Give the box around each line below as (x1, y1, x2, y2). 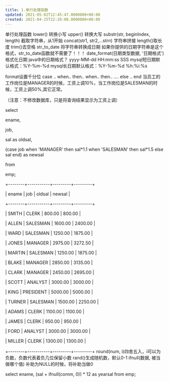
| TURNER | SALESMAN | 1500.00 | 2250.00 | (5, 299, 99, 305)
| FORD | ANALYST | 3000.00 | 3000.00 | (5, 328, 91, 334)
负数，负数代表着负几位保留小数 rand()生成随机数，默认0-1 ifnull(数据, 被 (5, 355, 156, 361)
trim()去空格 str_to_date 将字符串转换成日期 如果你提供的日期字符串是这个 (11, 44, 164, 50)
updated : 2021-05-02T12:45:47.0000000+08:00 (5, 12, 100, 17)
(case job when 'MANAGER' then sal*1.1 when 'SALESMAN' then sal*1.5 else (5, 146, 164, 152)
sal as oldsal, (5, 137, 32, 143)
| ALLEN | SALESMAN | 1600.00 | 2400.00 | (5, 221, 96, 227)
